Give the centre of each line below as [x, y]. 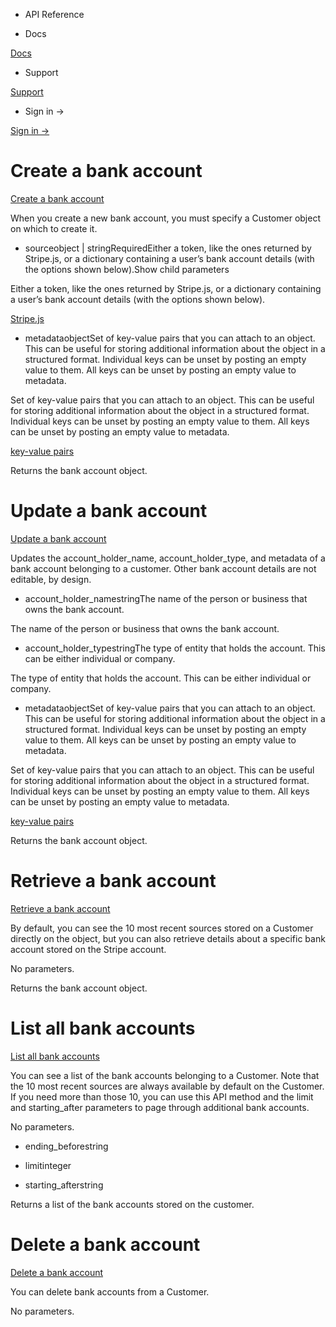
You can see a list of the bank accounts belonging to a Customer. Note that [165, 1075]
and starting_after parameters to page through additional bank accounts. [160, 1107]
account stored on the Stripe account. [88, 949]
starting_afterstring [64, 1185]
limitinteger [48, 1165]
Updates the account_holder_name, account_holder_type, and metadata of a [168, 558]
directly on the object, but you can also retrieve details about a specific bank [168, 938]
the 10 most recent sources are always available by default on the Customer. [167, 1086]
